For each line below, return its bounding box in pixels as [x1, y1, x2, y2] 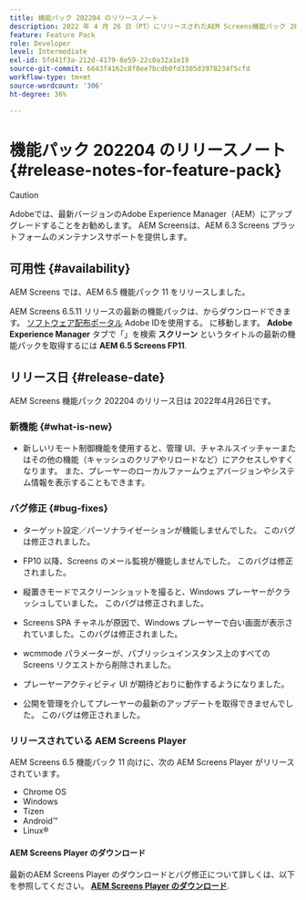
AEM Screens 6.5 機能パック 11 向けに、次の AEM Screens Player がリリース [9, 756, 295, 767]
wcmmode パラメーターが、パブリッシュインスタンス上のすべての [22, 647, 270, 658]
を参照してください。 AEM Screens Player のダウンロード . [9, 881, 230, 892]
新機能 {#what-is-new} [9, 420, 113, 433]
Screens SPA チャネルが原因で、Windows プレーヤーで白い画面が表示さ [22, 616, 293, 627]
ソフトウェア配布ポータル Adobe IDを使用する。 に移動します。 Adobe [26, 317, 293, 328]
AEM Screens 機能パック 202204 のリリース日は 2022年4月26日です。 [9, 396, 276, 407]
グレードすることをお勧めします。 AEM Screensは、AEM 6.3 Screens [9, 220, 270, 231]
